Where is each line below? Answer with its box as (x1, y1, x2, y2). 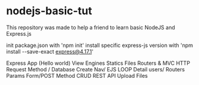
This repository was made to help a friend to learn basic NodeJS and (6, 24, 175, 31)
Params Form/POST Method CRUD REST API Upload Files (6, 72, 148, 79)
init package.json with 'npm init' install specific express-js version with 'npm (6, 42, 194, 49)
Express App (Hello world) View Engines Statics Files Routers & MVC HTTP (6, 59, 191, 67)
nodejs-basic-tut (6, 4, 92, 18)
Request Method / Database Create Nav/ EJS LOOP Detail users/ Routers (6, 65, 185, 73)
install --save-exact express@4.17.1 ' (6, 48, 94, 55)
